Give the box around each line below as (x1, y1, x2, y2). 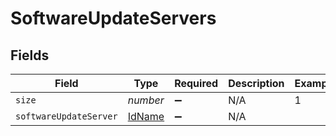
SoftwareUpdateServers (10, 7, 217, 30)
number (127, 93, 165, 107)
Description (228, 77, 285, 90)
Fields (10, 47, 50, 64)
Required (174, 77, 219, 90)
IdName (127, 110, 165, 123)
